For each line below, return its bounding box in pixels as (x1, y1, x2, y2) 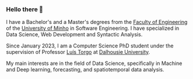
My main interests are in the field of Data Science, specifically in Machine (6, 60, 183, 67)
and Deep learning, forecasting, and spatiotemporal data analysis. (6, 66, 164, 73)
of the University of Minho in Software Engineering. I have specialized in (6, 25, 180, 32)
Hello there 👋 (6, 5, 44, 13)
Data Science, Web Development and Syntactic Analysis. (6, 31, 143, 38)
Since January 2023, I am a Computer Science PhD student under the (6, 42, 174, 49)
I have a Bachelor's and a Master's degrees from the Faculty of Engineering (6, 19, 188, 26)
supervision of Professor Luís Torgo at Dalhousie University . (6, 49, 150, 56)
